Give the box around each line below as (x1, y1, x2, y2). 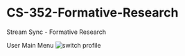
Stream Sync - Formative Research (6, 28, 107, 36)
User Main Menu (6, 41, 54, 49)
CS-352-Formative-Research (6, 5, 179, 21)
